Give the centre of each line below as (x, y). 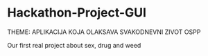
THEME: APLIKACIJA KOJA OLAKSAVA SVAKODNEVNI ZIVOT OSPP (104, 32)
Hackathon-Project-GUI (77, 13)
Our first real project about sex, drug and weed (74, 45)
